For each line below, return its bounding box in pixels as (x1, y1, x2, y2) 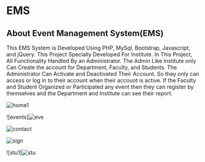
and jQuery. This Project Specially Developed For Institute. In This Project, (6, 51, 193, 58)
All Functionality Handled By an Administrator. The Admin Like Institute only (6, 57, 196, 64)
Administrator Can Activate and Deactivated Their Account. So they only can (6, 70, 199, 77)
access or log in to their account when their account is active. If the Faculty (6, 77, 196, 84)
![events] (6, 114, 29, 120)
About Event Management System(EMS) (6, 28, 164, 39)
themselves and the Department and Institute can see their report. (6, 90, 173, 97)
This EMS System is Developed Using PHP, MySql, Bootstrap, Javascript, (6, 44, 191, 51)
